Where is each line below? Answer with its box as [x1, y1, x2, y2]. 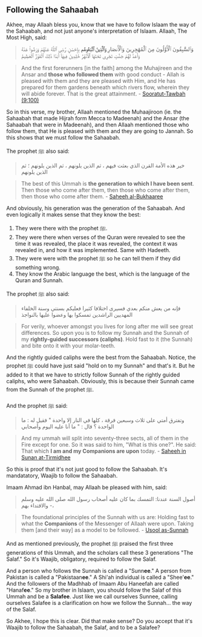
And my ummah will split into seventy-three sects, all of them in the [21, 435, 189, 442]
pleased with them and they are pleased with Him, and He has [21, 77, 176, 84]
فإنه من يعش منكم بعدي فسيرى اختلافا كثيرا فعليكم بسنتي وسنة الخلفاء [21, 305, 181, 312]
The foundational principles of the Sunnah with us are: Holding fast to [21, 513, 195, 520]
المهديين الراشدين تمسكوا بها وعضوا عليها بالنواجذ [21, 311, 133, 318]
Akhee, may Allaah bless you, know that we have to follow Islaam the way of [6, 21, 196, 28]
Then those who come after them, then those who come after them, [21, 186, 191, 193]
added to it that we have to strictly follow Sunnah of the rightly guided [6, 371, 180, 378]
